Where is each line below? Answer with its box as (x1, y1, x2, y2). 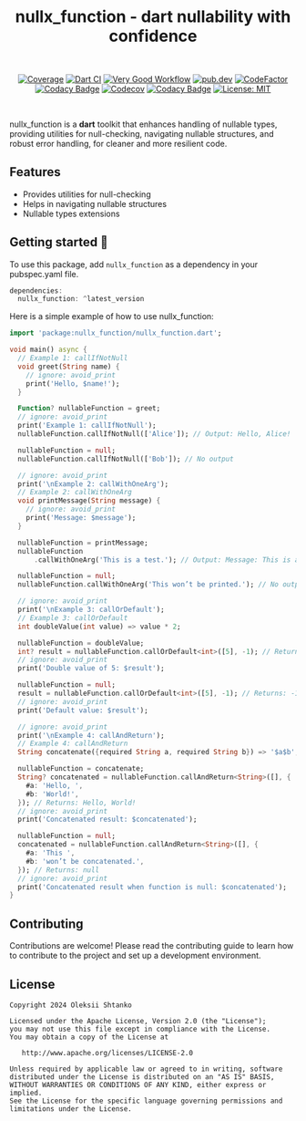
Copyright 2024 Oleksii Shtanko (9, 1001, 132, 1010)
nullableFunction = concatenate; (17, 764, 145, 773)
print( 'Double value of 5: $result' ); (17, 664, 166, 673)
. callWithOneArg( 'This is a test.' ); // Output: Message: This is (33, 555, 291, 565)
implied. (9, 1088, 43, 1097)
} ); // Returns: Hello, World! (17, 798, 137, 807)
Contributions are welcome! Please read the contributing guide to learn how (9, 940, 294, 951)
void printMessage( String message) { (17, 496, 161, 505)
